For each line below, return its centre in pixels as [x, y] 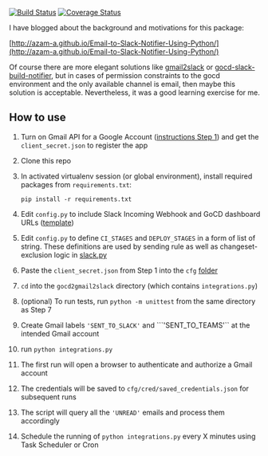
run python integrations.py [67, 349]
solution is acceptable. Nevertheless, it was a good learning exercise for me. [134, 92]
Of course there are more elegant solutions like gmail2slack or [111, 67]
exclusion [36, 254]
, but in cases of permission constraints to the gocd [136, 75]
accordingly [40, 421]
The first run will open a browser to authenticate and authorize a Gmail [136, 364]
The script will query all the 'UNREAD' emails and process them [123, 412]
